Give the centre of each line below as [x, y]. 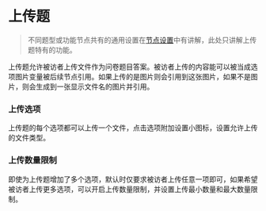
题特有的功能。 [52, 50]
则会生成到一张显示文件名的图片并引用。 [88, 86]
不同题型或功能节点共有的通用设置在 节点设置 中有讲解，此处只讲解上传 [142, 40]
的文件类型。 [29, 138]
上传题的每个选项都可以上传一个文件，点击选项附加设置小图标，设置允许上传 [133, 128]
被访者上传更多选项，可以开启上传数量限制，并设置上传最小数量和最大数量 [129, 189]
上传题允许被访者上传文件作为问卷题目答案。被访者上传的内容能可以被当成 [129, 67]
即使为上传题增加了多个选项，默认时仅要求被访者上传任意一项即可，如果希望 [133, 179]
